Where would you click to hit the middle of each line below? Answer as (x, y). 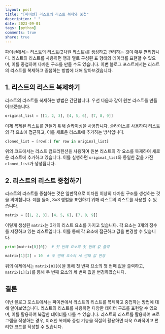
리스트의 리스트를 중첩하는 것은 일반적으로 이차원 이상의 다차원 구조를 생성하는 (80, 193)
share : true (17, 37)
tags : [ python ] (21, 28)
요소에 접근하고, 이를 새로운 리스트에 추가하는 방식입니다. (70, 132)
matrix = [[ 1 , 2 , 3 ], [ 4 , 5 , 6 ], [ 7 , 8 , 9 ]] (51, 215)
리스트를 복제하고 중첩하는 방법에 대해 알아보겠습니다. (62, 70)
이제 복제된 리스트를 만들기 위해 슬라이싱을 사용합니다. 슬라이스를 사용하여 (76, 126)
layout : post (18, 10)
